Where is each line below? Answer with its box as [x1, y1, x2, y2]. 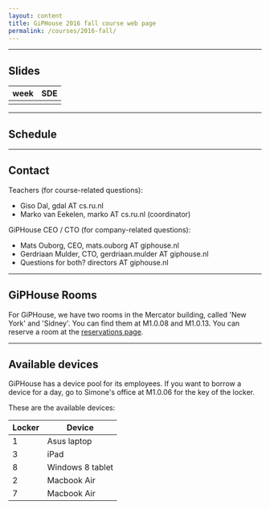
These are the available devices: [8, 403, 116, 413]
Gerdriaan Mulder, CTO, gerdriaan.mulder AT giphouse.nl [19, 248, 209, 258]
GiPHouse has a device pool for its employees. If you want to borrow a [8, 379, 242, 388]
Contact [8, 164, 50, 178]
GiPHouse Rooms [8, 289, 98, 302]
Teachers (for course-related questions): [8, 185, 143, 195]
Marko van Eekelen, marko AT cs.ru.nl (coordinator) [19, 209, 191, 219]
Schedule [8, 127, 58, 141]
